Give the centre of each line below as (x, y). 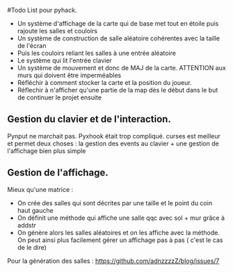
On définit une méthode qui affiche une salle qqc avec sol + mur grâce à (121, 218)
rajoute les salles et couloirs (57, 31)
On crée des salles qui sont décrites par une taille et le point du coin (115, 203)
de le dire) (32, 247)
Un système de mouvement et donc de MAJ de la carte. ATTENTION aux (121, 68)
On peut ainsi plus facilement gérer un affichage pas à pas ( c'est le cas (120, 240)
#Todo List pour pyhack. (42, 10)
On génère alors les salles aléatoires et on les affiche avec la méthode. (119, 232)
